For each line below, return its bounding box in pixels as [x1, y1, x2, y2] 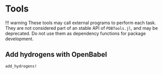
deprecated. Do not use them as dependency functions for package [5, 30, 146, 36]
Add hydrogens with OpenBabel [5, 50, 107, 59]
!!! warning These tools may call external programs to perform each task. [5, 20, 156, 26]
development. [5, 36, 34, 42]
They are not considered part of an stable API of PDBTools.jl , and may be [5, 25, 158, 31]
